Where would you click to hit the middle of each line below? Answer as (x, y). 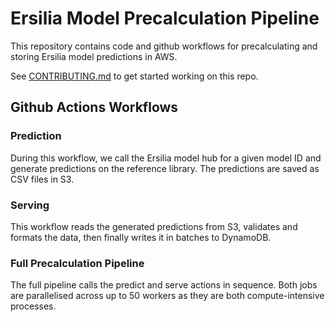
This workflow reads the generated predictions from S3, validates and (154, 226)
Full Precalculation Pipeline (77, 263)
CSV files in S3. (42, 179)
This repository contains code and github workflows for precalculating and (164, 46)
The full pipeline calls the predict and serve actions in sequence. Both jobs (164, 285)
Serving (30, 205)
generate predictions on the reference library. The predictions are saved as (165, 168)
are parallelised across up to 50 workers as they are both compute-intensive (167, 296)
